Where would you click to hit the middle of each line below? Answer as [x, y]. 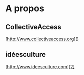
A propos [25, 9]
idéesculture [26, 55]
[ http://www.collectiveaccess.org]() [42, 39]
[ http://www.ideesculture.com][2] [40, 67]
